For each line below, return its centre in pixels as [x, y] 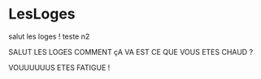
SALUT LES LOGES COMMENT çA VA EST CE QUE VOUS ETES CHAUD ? [131, 52]
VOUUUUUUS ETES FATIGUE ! [59, 67]
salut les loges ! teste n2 [49, 36]
